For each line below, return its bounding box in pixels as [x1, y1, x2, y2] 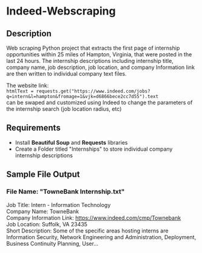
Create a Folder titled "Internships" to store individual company [15, 145, 173, 153]
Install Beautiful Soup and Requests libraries [15, 139, 128, 146]
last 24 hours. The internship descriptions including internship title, [6, 57, 174, 64]
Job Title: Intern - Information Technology [6, 201, 111, 208]
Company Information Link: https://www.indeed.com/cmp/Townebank [6, 214, 181, 222]
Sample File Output [6, 169, 80, 180]
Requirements [6, 123, 61, 133]
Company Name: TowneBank [6, 208, 79, 215]
